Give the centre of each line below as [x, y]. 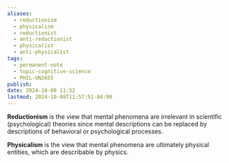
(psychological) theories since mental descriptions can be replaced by [107, 124]
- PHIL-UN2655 [33, 78]
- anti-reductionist [43, 39]
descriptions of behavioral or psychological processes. [85, 131]
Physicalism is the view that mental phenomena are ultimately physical [108, 145]
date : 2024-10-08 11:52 [41, 90]
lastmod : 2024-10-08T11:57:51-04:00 [60, 97]
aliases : [20, 13]
